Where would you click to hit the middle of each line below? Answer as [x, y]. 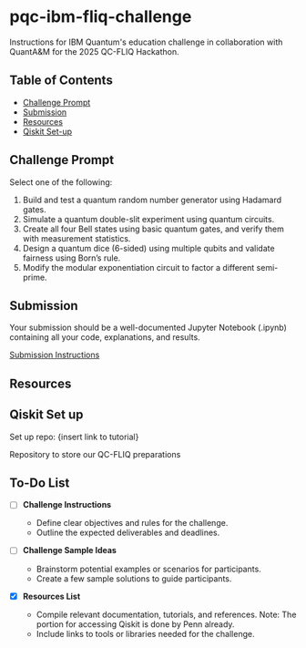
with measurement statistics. [76, 238]
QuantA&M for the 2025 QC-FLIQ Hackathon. [94, 51]
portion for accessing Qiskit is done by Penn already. [135, 624]
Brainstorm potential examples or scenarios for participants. [148, 569]
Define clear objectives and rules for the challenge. [132, 523]
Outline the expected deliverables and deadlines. [128, 533]
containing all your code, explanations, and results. [105, 337]
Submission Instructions [55, 355]
